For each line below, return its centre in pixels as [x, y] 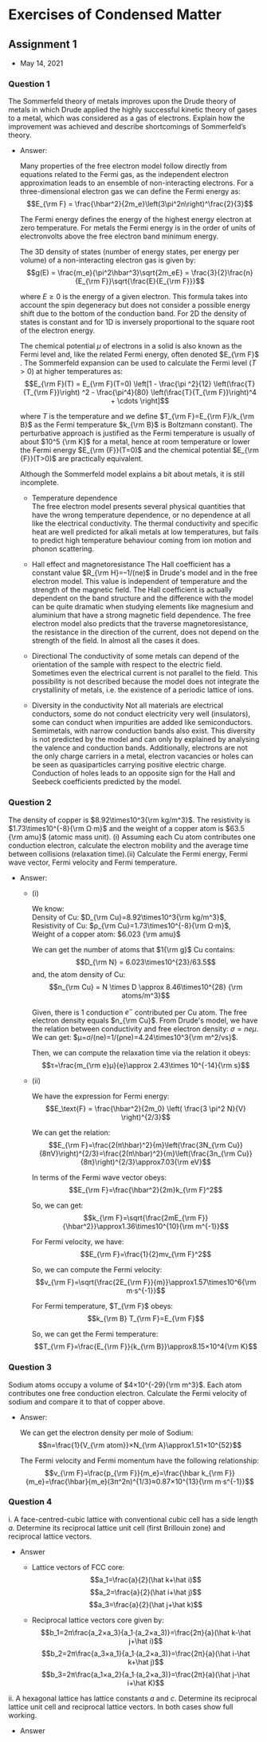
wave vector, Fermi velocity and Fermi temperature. [93, 862]
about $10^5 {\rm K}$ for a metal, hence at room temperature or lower [135, 442]
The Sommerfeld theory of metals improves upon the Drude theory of [122, 101]
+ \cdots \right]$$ [140, 401]
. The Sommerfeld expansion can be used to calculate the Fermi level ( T [138, 363]
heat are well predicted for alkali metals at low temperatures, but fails [145, 532]
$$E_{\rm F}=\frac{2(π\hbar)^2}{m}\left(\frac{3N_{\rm [137, 1145]
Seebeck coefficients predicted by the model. [106, 782]
